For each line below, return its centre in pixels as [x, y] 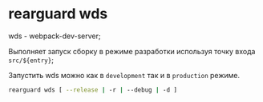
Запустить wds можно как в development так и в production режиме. [124, 75]
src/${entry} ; [31, 60]
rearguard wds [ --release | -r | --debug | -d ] [93, 90]
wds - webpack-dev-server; [55, 36]
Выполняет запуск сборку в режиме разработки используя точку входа [132, 51]
